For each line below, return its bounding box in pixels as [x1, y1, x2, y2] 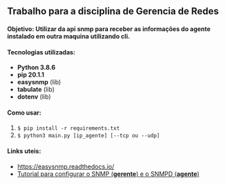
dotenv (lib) [17, 92, 51, 101]
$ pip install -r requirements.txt [17, 125, 120, 132]
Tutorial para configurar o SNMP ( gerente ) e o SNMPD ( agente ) [17, 169, 200, 178]
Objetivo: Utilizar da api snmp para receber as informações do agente [7, 24, 211, 33]
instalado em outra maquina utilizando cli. [7, 32, 130, 40]
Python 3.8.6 [17, 64, 56, 72]
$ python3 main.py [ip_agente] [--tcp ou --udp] [17, 133, 160, 139]
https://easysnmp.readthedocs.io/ [17, 162, 115, 171]
